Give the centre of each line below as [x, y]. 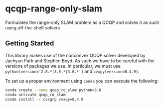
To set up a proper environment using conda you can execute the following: [82, 81]
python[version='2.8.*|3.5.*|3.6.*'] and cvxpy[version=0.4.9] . [72, 71]
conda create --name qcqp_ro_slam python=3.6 [53, 90]
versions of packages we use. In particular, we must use [63, 66]
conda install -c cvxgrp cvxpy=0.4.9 [44, 99]
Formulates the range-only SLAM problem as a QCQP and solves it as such [82, 22]
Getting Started [30, 44]
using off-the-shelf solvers [33, 27]
